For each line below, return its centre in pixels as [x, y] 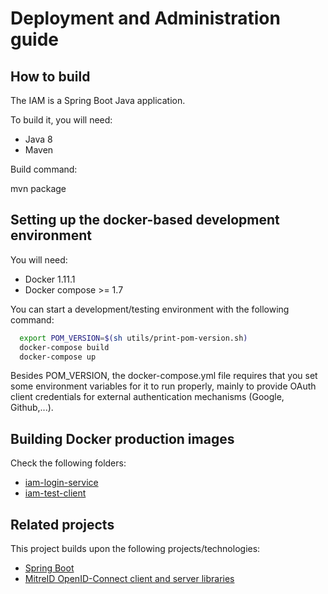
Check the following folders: [68, 463]
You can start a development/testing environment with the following [150, 309]
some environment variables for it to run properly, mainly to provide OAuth [163, 386]
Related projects [62, 524]
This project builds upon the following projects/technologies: [135, 549]
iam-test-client [55, 493]
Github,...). [32, 408]
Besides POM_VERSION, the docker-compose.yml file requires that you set [164, 376]
